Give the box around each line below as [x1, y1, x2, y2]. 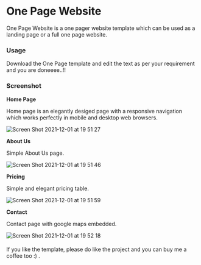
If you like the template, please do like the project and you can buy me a [6, 246, 187, 253]
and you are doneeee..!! [6, 66, 66, 74]
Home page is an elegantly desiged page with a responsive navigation [6, 107, 183, 115]
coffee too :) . [6, 252, 41, 260]
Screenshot [6, 82, 41, 90]
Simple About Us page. [6, 149, 65, 157]
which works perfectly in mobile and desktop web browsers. [6, 114, 158, 121]
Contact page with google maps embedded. [6, 220, 117, 227]
